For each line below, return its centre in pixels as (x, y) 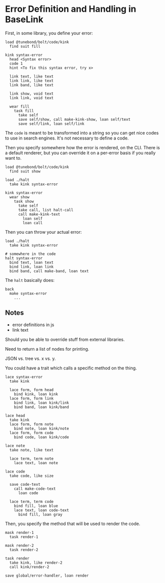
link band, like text (32, 85)
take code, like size (32, 476)
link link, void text (32, 98)
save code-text (25, 484)
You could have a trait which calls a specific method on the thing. (71, 368)
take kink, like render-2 (36, 563)
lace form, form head (32, 390)
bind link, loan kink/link (41, 403)
